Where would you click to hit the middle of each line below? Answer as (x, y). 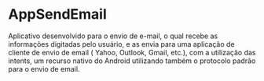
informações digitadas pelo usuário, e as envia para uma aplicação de (121, 44)
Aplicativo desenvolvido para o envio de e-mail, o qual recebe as (113, 36)
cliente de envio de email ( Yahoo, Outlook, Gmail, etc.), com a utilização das (132, 52)
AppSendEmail (58, 14)
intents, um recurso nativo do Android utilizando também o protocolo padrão (132, 61)
